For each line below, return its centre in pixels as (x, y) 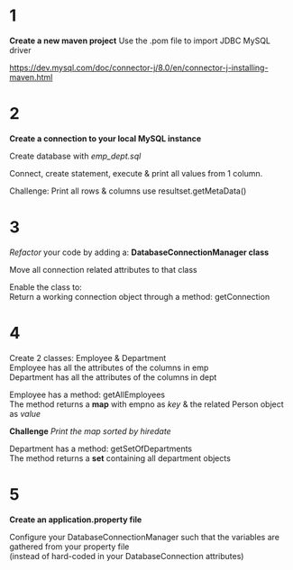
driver (20, 50)
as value (25, 413)
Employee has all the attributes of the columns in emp (109, 367)
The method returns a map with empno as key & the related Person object (146, 404)
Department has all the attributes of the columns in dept (113, 377)
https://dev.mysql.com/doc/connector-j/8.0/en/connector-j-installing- (139, 68)
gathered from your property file (69, 547)
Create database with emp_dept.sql (75, 156)
